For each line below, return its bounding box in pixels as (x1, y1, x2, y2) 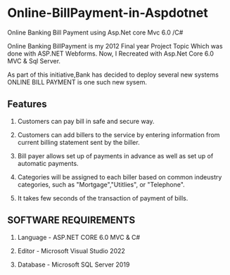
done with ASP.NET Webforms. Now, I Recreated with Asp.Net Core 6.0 (7, 49, 215, 58)
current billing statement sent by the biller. (17, 138, 140, 146)
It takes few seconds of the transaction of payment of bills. (17, 193, 189, 202)
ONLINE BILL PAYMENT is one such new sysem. (7, 77, 148, 86)
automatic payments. (17, 159, 79, 167)
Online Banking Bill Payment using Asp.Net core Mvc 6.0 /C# (7, 28, 184, 37)
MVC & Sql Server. (7, 56, 61, 65)
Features (7, 98, 47, 110)
